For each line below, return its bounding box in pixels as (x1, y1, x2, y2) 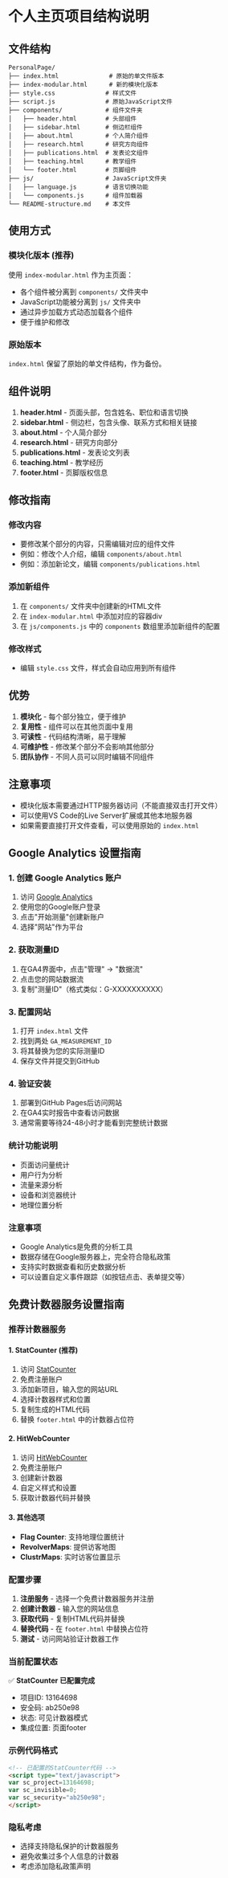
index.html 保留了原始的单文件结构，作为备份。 (8, 358, 166, 368)
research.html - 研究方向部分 (19, 437, 118, 447)
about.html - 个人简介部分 (19, 427, 108, 437)
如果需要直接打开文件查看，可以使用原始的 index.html (19, 820, 199, 830)
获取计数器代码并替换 (19, 1492, 91, 1502)
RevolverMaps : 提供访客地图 (19, 1541, 116, 1551)
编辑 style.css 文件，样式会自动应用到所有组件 (19, 663, 177, 673)
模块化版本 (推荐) (8, 250, 75, 261)
